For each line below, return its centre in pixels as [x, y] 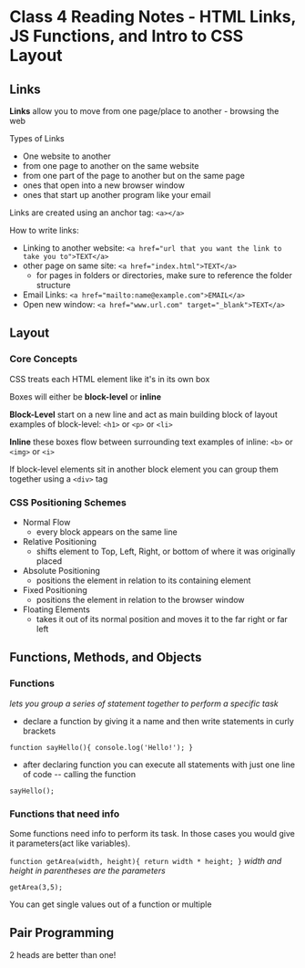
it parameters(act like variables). [70, 843]
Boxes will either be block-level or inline [86, 396]
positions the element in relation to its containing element [143, 580]
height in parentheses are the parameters [87, 870]
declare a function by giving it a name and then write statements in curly [158, 721]
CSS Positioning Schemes [68, 502]
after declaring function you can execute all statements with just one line [159, 765]
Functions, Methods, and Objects [106, 657]
